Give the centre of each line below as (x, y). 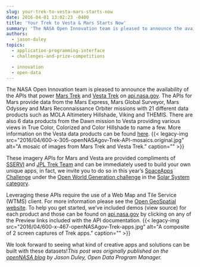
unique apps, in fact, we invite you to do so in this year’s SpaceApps (90, 171)
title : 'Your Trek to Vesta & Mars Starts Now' (66, 23)
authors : (17, 34)
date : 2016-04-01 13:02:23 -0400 (48, 17)
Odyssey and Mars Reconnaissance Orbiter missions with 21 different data (97, 109)
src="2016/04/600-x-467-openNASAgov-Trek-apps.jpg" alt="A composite (98, 227)
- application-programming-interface (58, 51)
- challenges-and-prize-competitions (58, 56)
